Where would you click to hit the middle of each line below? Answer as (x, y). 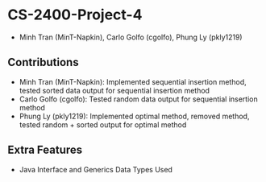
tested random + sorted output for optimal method (103, 124)
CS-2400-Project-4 (75, 15)
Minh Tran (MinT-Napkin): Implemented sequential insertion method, (133, 81)
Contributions (43, 62)
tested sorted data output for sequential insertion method (114, 90)
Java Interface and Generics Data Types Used (96, 169)
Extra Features (45, 150)
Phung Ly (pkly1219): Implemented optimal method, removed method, (134, 116)
